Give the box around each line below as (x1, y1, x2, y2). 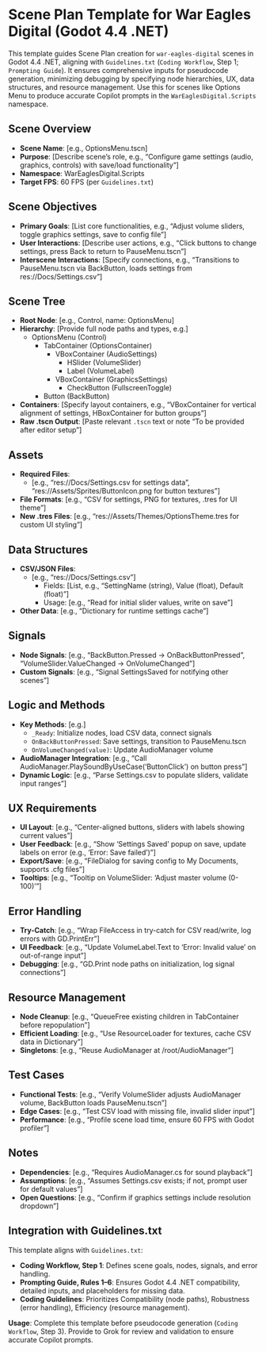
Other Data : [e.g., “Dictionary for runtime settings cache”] (19, 606, 209, 616)
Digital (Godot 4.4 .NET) (8, 22, 169, 40)
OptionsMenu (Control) (31, 332, 107, 342)
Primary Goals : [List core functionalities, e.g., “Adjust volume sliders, (19, 221, 245, 231)
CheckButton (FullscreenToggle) (66, 383, 173, 393)
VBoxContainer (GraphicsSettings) (55, 374, 168, 384)
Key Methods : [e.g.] (19, 720, 86, 729)
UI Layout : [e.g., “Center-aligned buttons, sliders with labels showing (19, 823, 245, 832)
